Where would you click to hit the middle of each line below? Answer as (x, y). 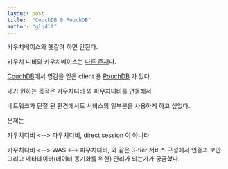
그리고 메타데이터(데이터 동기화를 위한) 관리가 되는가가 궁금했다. (94, 159)
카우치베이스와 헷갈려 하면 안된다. (53, 47)
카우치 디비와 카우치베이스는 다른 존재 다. (62, 62)
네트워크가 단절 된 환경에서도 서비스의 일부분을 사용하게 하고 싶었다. (99, 106)
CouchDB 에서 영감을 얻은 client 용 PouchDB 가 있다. (79, 76)
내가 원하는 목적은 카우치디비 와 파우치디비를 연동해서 (79, 91)
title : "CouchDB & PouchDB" (49, 20)
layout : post (26, 14)
